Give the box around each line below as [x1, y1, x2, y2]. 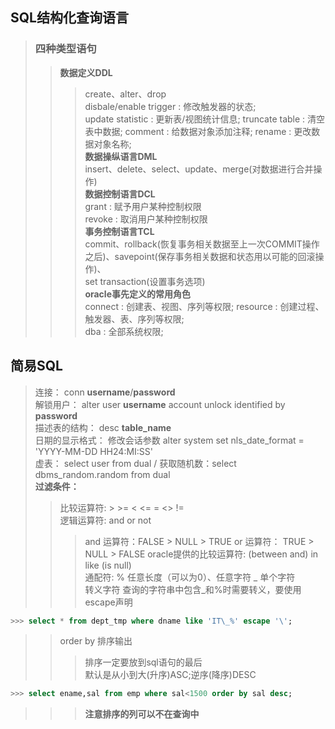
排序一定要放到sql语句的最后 [84, 656, 203, 668]
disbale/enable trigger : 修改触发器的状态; [84, 100, 257, 112]
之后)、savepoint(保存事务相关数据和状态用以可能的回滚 [84, 250, 316, 262]
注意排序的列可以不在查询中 [84, 708, 200, 720]
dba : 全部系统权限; [84, 325, 164, 337]
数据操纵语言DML [84, 150, 158, 162]
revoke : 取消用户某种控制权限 [84, 213, 208, 225]
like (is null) [84, 559, 132, 571]
